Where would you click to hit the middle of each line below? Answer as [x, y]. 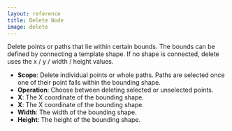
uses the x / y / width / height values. [60, 62]
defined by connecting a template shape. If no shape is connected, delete [114, 54]
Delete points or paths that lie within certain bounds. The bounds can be [111, 47]
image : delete [28, 27]
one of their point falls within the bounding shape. [89, 83]
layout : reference [34, 14]
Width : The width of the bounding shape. [77, 112]
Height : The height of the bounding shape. [79, 120]
